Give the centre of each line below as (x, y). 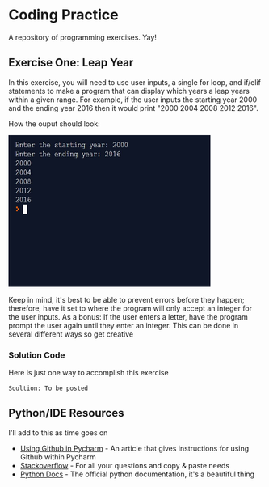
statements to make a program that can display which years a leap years (129, 91)
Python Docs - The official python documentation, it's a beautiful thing (137, 474)
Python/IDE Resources (66, 413)
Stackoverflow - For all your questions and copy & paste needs (125, 465)
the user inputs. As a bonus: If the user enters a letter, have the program (128, 316)
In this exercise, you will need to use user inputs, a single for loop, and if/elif (134, 82)
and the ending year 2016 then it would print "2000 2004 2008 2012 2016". (133, 108)
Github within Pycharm (58, 457)
